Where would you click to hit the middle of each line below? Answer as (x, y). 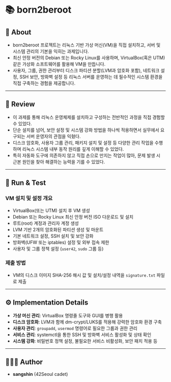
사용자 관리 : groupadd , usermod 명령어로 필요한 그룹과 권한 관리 (75, 328)
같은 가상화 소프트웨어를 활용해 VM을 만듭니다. (59, 64)
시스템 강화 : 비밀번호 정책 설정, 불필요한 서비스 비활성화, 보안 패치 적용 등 (85, 341)
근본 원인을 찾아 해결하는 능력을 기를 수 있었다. (59, 161)
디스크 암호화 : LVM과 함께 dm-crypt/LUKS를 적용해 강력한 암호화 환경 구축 (87, 322)
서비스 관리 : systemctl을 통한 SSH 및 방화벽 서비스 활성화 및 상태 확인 (82, 335)
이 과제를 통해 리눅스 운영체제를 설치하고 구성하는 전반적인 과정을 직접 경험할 (89, 117)
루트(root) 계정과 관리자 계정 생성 (46, 223)
